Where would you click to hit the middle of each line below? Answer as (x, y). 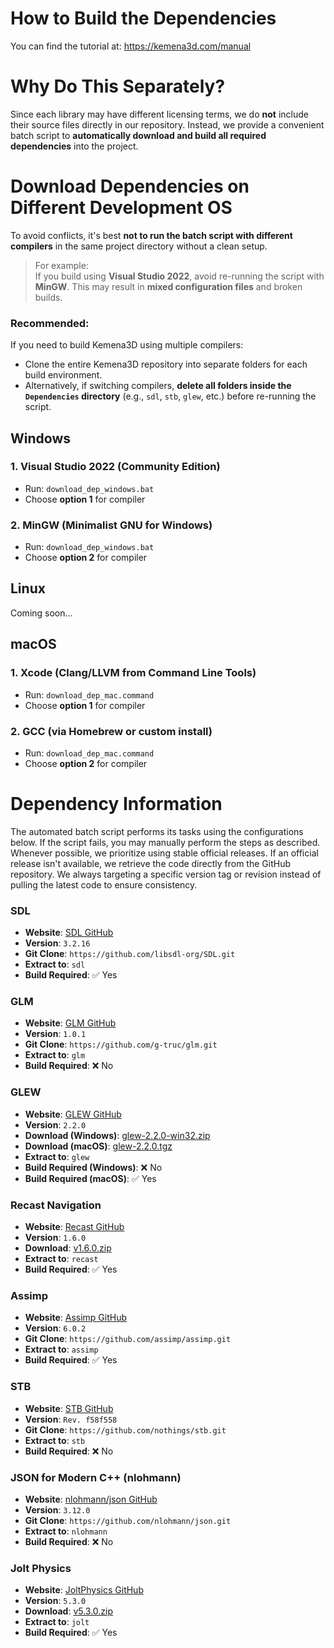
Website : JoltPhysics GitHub (84, 1590)
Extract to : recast (61, 1259)
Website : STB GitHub (69, 1408)
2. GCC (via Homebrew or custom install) (111, 731)
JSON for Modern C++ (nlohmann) (96, 1477)
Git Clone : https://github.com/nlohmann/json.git (128, 1520)
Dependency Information (116, 804)
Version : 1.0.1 (55, 1034)
